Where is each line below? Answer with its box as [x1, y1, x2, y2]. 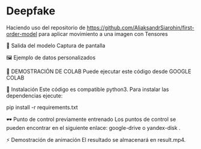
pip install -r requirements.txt [6, 104, 78, 111]
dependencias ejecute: [6, 92, 63, 99]
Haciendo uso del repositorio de [6, 24, 86, 31]
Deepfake [6, 4, 56, 18]
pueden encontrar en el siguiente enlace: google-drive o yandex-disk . [6, 124, 181, 131]
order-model [6, 30, 38, 37]
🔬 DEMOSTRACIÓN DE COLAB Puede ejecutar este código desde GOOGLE [6, 68, 191, 75]
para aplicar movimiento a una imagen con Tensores [38, 30, 168, 37]
